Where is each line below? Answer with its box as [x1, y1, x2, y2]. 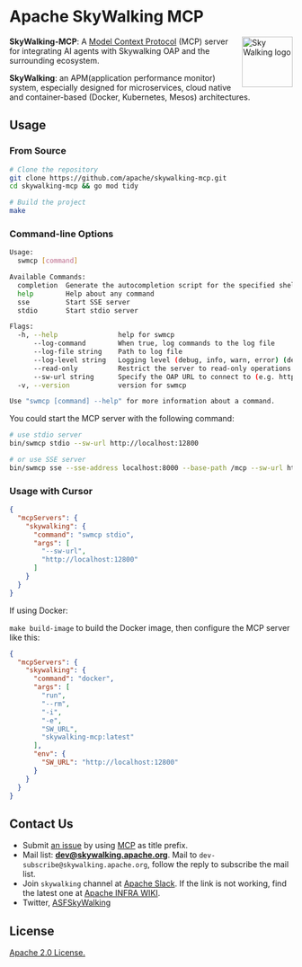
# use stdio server [9, 430, 83, 439]
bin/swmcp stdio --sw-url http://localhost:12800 [9, 439, 200, 448]
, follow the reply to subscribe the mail [147, 859, 289, 870]
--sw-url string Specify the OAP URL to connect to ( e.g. [32, 372, 276, 381]
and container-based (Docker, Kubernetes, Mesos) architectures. [9, 92, 251, 102]
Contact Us [9, 816, 74, 831]
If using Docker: [9, 605, 69, 616]
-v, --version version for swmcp [17, 380, 187, 390]
